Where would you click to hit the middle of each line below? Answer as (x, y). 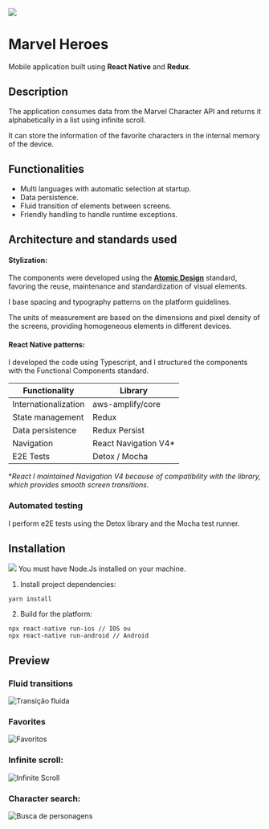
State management (48, 417)
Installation (37, 549)
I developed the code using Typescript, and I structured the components (128, 363)
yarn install (30, 599)
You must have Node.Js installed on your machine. (102, 569)
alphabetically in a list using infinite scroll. (77, 120)
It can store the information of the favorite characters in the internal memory (134, 135)
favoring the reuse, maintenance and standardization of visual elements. (128, 286)
